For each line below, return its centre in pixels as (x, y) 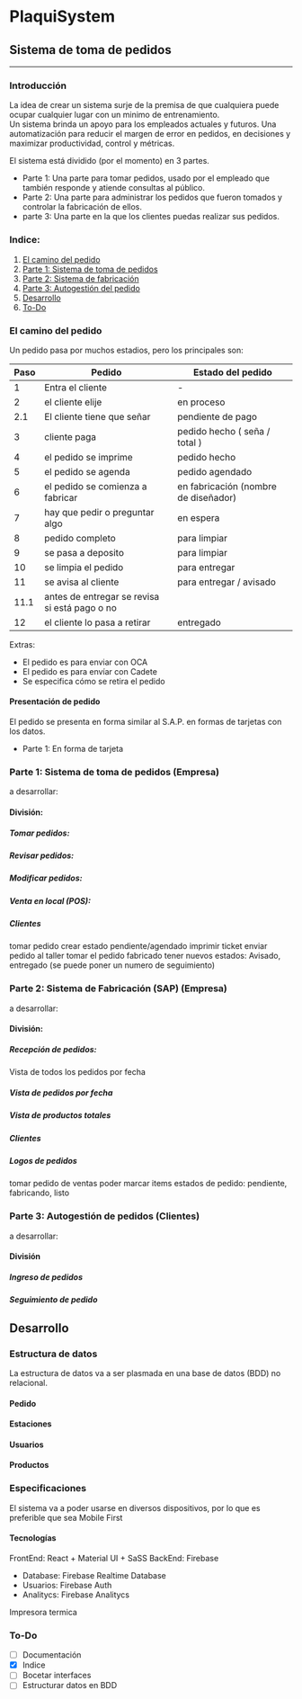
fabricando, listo (40, 1193)
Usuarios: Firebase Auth (67, 1585)
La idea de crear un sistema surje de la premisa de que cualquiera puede (144, 105)
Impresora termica (44, 1612)
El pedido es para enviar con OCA (85, 662)
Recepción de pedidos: (53, 1049)
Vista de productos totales (60, 1115)
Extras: (22, 644)
